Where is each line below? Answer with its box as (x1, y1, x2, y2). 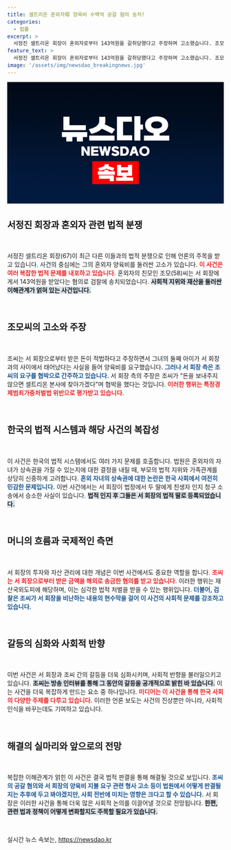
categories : (7, 18, 41, 25)
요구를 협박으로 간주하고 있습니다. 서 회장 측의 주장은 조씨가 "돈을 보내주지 (19, 371, 218, 379)
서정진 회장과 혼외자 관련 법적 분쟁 (7, 219, 143, 230)
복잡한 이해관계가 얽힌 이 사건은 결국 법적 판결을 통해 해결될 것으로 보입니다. (7, 773, 211, 781)
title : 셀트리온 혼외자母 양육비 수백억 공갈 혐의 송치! (7, 11, 145, 18)
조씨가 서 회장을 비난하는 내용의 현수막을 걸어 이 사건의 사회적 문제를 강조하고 (19, 594, 224, 602)
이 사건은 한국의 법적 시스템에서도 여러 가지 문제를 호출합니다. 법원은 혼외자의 (7, 457, 214, 465)
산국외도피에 (7, 585, 41, 594)
